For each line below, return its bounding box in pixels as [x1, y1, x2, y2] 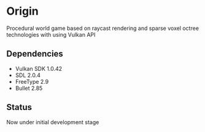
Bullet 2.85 [15, 84, 43, 92]
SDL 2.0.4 [15, 71, 41, 79]
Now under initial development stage [6, 118, 99, 126]
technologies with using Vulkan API [6, 31, 96, 38]
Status [6, 102, 33, 112]
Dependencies [6, 49, 63, 59]
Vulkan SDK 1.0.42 [15, 65, 63, 72]
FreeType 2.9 [15, 78, 49, 85]
